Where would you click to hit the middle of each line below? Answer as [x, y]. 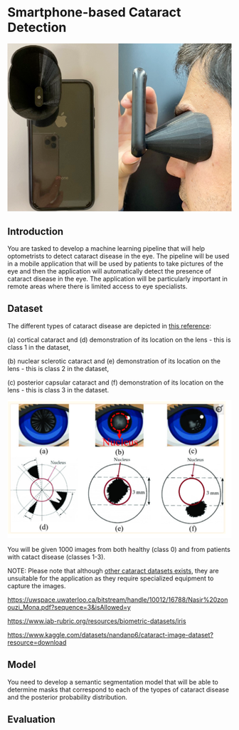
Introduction [36, 231]
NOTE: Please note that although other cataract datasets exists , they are [113, 570]
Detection [37, 27]
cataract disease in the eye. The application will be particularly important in [117, 279]
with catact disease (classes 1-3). [56, 557]
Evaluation [31, 720]
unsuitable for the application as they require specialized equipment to [111, 578]
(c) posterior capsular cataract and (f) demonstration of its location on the [116, 382]
